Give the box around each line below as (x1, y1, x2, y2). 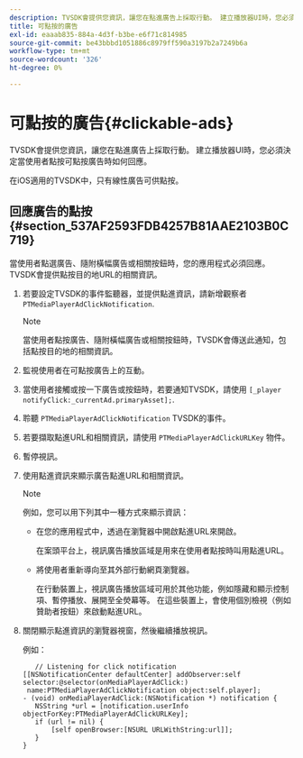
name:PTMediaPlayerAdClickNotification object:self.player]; (26, 686, 262, 695)
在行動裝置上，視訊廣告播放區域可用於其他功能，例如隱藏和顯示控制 (35, 583, 289, 594)
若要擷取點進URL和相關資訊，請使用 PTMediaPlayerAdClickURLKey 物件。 (22, 432, 290, 443)
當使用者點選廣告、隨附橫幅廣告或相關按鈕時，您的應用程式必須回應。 (9, 258, 271, 269)
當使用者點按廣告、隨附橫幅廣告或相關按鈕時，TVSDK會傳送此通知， (22, 334, 279, 345)
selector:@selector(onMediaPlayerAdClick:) (22, 678, 189, 687)
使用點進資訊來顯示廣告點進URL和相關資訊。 (22, 470, 189, 480)
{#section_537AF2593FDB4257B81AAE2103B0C (9, 218, 289, 234)
